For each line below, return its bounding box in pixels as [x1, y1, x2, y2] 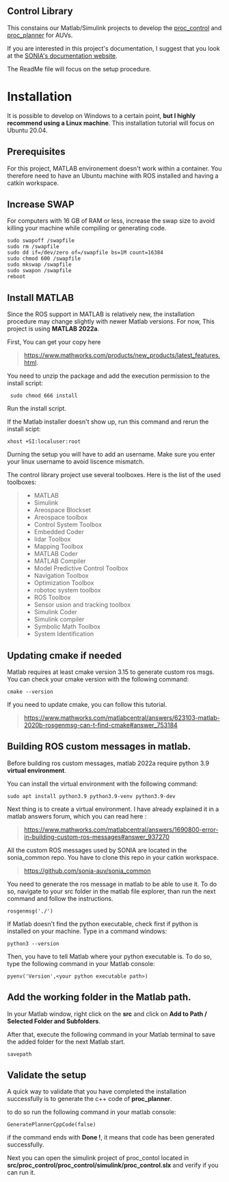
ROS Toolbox [33, 593, 71, 602]
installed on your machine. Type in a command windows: [7, 927, 167, 935]
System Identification [33, 630, 94, 638]
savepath [7, 1050, 32, 1058]
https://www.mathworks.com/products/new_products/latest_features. [23, 351, 221, 359]
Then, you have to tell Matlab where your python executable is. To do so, [7, 952, 212, 961]
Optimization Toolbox [33, 579, 94, 587]
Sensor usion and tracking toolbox [33, 601, 131, 609]
